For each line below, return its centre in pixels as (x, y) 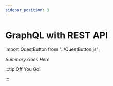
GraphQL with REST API (57, 35)
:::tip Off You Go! (23, 69)
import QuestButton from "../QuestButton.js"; (53, 49)
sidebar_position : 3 (27, 10)
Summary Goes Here (27, 59)
